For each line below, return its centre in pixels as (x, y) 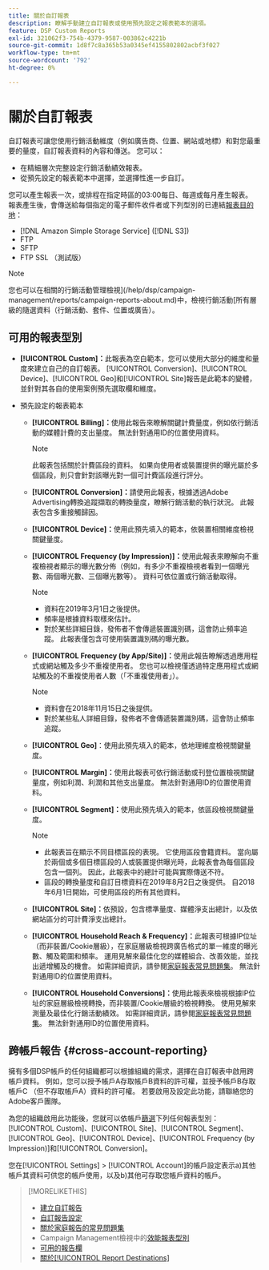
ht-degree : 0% (32, 68)
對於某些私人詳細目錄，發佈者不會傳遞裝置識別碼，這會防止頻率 (149, 718)
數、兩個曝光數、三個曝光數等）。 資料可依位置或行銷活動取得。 (137, 576)
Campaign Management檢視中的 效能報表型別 (114, 1238)
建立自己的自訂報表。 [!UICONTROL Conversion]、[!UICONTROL (141, 368)
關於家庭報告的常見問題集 (82, 1228)
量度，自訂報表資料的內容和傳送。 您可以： (93, 151)
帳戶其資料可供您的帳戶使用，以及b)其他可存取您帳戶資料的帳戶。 (117, 1176)
